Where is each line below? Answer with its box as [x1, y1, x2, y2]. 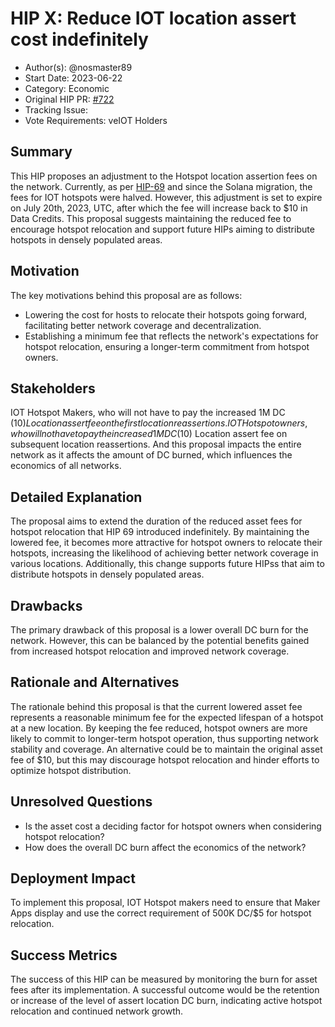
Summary [10, 143, 73, 161]
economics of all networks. [10, 460, 122, 472]
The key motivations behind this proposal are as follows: [10, 289, 243, 301]
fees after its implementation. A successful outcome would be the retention [10, 984, 320, 996]
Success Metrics [10, 947, 118, 964]
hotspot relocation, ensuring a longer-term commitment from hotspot [24, 340, 310, 352]
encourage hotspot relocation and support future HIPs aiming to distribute [10, 223, 315, 235]
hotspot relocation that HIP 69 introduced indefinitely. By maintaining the [10, 526, 310, 538]
